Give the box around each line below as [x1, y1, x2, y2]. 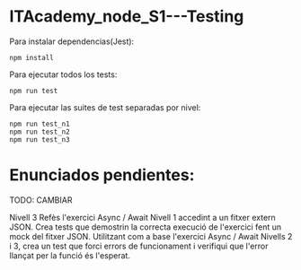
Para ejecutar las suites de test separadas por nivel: [9, 101, 201, 113]
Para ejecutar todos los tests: [9, 69, 118, 80]
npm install [9, 53, 54, 62]
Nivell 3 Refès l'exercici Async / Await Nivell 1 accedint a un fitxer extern [9, 212, 276, 222]
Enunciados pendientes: [9, 165, 195, 186]
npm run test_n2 [9, 127, 70, 136]
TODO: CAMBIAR [9, 195, 73, 205]
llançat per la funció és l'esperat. [9, 249, 130, 261]
